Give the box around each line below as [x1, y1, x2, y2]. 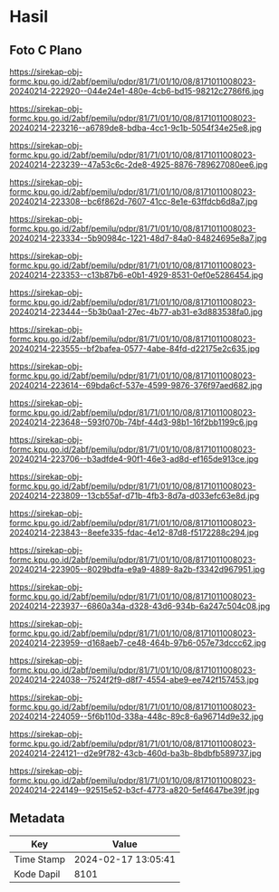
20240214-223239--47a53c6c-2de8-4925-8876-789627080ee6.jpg [9, 159, 268, 169]
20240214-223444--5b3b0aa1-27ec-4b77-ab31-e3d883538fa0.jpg [9, 306, 263, 317]
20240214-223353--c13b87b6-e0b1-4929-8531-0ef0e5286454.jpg [9, 270, 264, 280]
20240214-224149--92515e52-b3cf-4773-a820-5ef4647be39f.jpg [9, 785, 260, 795]
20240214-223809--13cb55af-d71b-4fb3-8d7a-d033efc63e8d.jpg [9, 491, 260, 501]
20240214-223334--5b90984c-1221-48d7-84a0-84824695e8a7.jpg [9, 233, 267, 244]
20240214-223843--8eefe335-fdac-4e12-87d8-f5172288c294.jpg [9, 527, 260, 538]
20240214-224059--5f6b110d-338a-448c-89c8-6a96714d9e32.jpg [9, 711, 265, 722]
